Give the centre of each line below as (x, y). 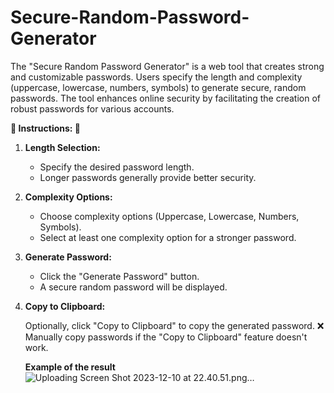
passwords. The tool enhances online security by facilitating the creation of (166, 98)
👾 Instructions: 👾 (46, 128)
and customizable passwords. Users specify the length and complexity (156, 77)
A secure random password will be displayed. (133, 287)
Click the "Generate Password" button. (119, 276)
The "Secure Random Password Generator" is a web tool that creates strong (167, 66)
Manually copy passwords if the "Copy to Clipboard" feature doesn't (166, 337)
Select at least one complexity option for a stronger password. (168, 237)
